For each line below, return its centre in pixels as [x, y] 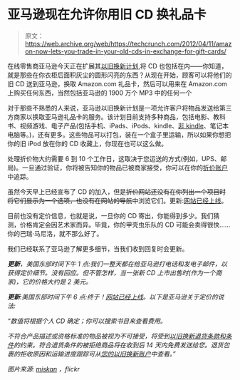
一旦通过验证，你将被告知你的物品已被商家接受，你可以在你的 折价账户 [125, 168]
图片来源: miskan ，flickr [44, 369]
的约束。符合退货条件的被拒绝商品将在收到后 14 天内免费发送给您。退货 [119, 345]
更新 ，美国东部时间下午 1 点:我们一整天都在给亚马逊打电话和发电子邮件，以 [118, 264]
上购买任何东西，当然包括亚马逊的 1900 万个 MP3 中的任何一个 [100, 93]
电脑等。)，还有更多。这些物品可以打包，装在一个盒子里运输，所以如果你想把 [119, 134]
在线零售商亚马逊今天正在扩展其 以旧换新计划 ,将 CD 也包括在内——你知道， [118, 66]
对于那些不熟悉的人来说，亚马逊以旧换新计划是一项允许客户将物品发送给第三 [120, 108]
